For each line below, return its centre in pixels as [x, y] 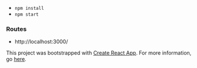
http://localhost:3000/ [41, 42]
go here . [16, 59]
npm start [27, 15]
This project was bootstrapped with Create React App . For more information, [99, 53]
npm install [29, 8]
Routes [16, 29]
